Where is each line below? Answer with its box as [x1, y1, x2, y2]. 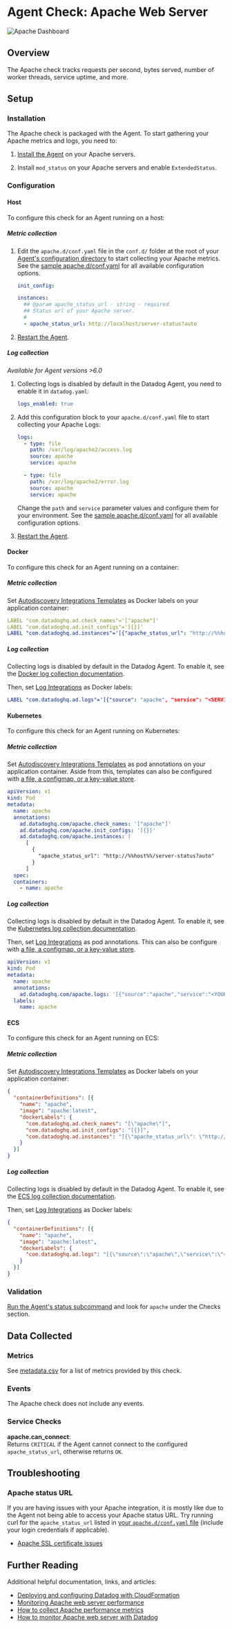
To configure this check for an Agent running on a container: [7, 563, 180, 571]
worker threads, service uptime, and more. [7, 73, 128, 81]
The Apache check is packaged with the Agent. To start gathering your [7, 129, 209, 138]
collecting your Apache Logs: [17, 420, 101, 428]
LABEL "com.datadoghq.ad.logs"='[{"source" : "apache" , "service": [7, 696, 202, 703]
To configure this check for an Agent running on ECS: [7, 1034, 159, 1042]
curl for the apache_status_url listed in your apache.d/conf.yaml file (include [7, 1519, 224, 1527]
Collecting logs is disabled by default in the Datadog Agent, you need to [17, 379, 222, 388]
